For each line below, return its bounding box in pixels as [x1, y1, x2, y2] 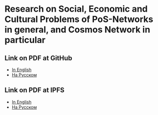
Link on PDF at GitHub [4, 54, 72, 62]
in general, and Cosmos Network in [4, 24, 150, 35]
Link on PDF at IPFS [4, 86, 65, 95]
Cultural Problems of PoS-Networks [4, 14, 154, 25]
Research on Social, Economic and [4, 3, 148, 15]
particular [4, 35, 46, 46]
